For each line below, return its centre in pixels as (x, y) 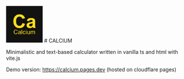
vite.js (13, 58)
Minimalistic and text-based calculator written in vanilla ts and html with (92, 52)
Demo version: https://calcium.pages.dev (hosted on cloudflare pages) (91, 69)
